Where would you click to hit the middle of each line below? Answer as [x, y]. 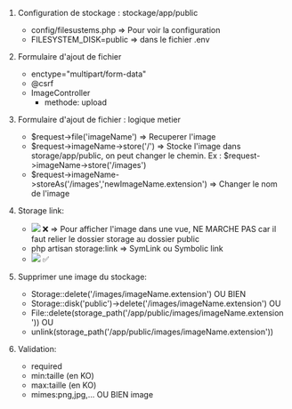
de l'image [50, 193]
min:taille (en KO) [63, 376]
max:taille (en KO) [64, 385]
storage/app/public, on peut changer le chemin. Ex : [126, 156]
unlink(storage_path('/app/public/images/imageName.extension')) [152, 332]
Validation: [37, 349]
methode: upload [75, 102]
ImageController [61, 93]
